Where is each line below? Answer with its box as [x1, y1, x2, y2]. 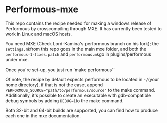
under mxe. [5, 56, 29, 63]
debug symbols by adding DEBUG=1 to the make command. [5, 97, 124, 104]
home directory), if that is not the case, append [5, 82, 103, 88]
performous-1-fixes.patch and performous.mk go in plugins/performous [5, 51, 152, 57]
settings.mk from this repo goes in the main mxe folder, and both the [5, 46, 147, 52]
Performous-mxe [5, 4, 79, 15]
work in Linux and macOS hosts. [5, 31, 72, 37]
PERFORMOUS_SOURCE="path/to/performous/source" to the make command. [5, 87, 156, 93]
